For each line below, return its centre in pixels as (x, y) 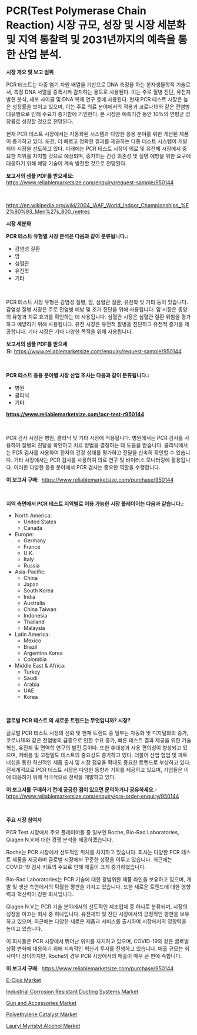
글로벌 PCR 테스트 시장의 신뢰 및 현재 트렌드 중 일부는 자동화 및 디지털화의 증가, (97, 733)
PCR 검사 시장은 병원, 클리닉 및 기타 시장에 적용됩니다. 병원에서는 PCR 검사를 (95, 437)
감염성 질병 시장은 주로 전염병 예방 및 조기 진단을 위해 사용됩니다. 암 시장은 (91, 309)
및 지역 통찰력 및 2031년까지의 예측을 (91, 40)
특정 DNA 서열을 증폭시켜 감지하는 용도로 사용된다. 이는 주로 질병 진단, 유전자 (102, 92)
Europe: (24, 534)
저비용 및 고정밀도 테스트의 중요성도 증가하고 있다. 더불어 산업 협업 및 (98, 755)
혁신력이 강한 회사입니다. (45, 894)
